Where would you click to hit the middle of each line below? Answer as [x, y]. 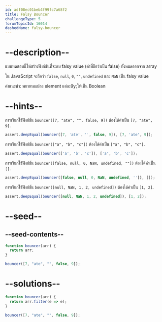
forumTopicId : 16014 [26, 23]
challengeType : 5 [23, 19]
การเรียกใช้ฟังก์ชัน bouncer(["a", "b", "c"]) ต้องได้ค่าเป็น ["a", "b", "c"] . [75, 144]
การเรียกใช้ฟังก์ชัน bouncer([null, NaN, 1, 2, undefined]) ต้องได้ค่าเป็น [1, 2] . [80, 187]
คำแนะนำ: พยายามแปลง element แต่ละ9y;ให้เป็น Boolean [55, 86]
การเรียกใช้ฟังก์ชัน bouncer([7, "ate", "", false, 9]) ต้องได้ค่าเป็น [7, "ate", [79, 120]
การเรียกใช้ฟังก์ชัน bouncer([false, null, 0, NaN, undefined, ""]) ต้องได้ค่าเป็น [81, 163]
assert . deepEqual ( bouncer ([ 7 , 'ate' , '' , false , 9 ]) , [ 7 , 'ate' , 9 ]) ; [79, 135]
